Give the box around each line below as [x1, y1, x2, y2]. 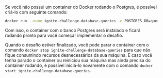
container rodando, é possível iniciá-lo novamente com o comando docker [5, 62, 153, 68]
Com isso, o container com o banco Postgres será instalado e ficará [5, 27, 141, 33]
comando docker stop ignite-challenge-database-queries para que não [5, 47, 150, 53]
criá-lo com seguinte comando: [5, 9, 68, 15]
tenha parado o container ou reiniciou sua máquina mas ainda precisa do [5, 57, 151, 63]
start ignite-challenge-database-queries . [5, 67, 91, 73]
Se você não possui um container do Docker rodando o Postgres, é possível [5, 4, 157, 10]
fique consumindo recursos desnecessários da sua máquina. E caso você [5, 52, 152, 58]
